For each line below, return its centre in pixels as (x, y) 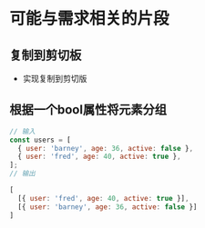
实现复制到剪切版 (55, 79)
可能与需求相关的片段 (90, 19)
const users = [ (40, 140)
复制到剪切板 (46, 55)
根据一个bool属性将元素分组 (88, 110)
